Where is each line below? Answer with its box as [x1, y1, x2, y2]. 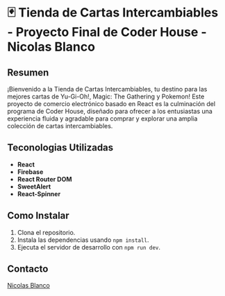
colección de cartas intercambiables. [7, 122, 113, 130]
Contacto [7, 263, 49, 275]
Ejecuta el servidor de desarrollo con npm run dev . [17, 243, 161, 251]
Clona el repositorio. [17, 228, 76, 236]
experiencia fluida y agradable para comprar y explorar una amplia [7, 114, 198, 123]
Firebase [17, 167, 44, 176]
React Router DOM [17, 175, 72, 183]
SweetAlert [17, 182, 51, 191]
